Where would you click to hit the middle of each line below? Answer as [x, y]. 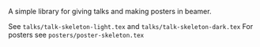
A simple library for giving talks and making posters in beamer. [110, 11]
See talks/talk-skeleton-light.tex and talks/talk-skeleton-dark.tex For [131, 26]
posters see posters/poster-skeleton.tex [76, 35]
